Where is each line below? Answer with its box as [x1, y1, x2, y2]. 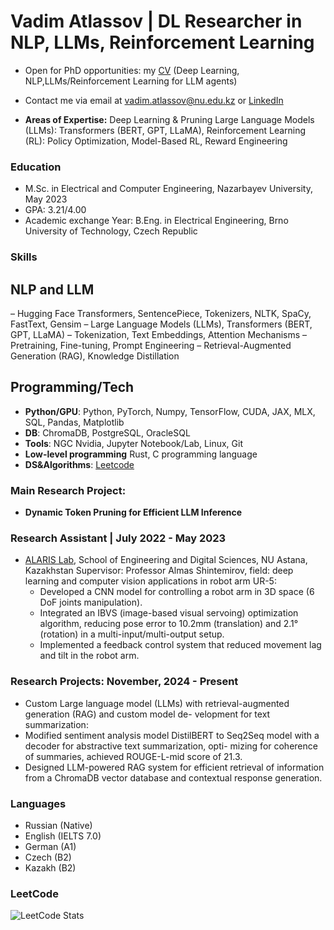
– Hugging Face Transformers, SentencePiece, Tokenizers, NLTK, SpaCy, [10, 307, 312, 319]
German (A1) [24, 840, 77, 852]
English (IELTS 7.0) [24, 830, 102, 842]
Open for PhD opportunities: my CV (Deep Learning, [24, 64, 240, 76]
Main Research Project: [10, 483, 127, 497]
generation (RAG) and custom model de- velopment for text [24, 708, 271, 720]
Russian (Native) [24, 819, 93, 831]
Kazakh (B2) [24, 861, 77, 874]
